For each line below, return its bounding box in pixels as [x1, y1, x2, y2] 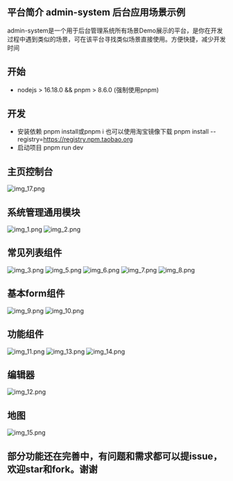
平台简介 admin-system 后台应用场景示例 [7, 6, 186, 19]
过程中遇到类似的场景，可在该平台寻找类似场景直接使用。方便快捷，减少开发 [7, 35, 226, 43]
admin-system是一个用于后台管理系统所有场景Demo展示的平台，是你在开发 [7, 26, 223, 35]
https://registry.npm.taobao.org [43, 135, 133, 143]
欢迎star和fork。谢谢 [7, 463, 98, 475]
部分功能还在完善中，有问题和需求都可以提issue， [7, 450, 223, 462]
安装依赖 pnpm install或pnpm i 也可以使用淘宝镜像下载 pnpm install [17, 128, 209, 136]
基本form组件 [7, 288, 65, 299]
